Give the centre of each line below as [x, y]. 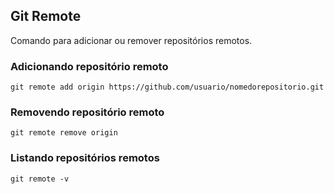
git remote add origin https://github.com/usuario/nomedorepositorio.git [167, 87]
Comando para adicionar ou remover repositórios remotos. [131, 40]
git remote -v [40, 179]
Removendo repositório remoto [87, 112]
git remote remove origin [64, 133]
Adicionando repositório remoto [89, 66]
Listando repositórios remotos [85, 158]
